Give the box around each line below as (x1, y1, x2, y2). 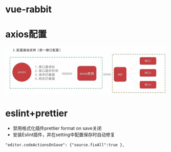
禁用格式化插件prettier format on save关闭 (12, 125, 102, 131)
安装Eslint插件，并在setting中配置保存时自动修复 (12, 132, 115, 138)
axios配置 (5, 29, 47, 40)
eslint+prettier (5, 107, 68, 119)
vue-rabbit (5, 4, 52, 15)
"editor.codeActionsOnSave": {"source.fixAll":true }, (5, 142, 125, 147)
